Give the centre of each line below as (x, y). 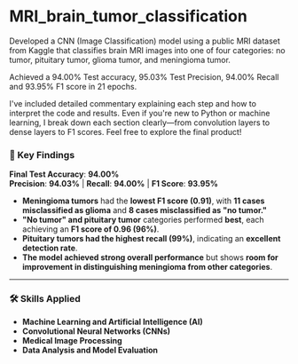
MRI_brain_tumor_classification (129, 16)
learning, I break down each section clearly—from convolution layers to (140, 123)
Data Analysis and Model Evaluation (90, 350)
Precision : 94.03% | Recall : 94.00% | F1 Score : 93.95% (114, 184)
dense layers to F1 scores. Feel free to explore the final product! (125, 131)
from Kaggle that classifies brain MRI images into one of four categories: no (147, 50)
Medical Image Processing (72, 340)
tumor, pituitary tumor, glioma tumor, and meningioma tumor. (120, 59)
